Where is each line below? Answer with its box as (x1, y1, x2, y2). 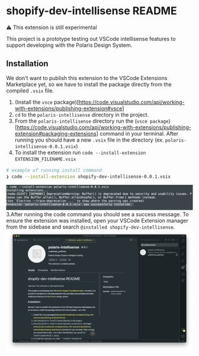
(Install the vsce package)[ (14, 98, 79, 105)
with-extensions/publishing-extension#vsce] (14, 105, 124, 112)
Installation (6, 59, 49, 69)
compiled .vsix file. (6, 87, 54, 94)
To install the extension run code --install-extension (14, 149, 146, 156)
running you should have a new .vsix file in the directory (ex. (14, 136, 164, 143)
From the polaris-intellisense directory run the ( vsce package (14, 117, 169, 124)
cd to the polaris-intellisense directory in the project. (14, 111, 149, 118)
